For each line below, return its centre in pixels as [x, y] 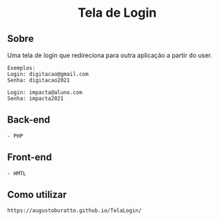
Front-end [30, 157]
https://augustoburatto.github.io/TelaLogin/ [74, 211]
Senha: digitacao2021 [39, 80]
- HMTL [17, 173]
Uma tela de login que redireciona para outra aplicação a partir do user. [110, 55]
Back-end [29, 120]
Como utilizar [37, 195]
